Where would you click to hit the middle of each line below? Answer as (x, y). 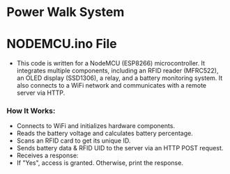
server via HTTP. (41, 93)
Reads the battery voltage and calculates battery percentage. (105, 134)
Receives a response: (47, 156)
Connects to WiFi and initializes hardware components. (96, 126)
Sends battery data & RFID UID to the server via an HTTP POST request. (120, 148)
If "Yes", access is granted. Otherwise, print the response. (100, 163)
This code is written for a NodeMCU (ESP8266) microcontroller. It (111, 63)
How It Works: (31, 111)
